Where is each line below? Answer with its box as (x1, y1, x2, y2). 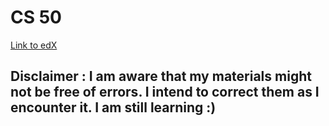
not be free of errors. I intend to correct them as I (10, 84, 320, 101)
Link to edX (10, 39, 58, 51)
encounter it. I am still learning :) (10, 99, 217, 116)
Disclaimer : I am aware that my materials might (10, 68, 312, 85)
